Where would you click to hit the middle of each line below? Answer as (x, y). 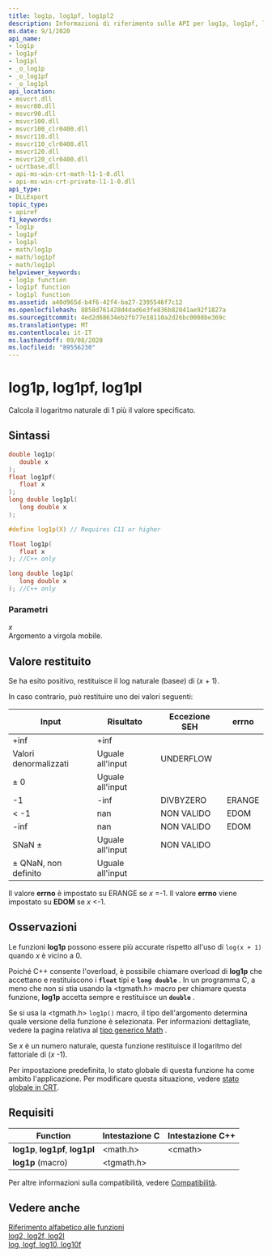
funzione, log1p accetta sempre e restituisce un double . (102, 997)
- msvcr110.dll (34, 136)
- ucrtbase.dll (34, 167)
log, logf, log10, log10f (45, 1245)
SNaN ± (28, 844)
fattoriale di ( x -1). (38, 1054)
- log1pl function (39, 295)
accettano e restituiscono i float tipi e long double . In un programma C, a (132, 980)
